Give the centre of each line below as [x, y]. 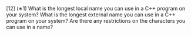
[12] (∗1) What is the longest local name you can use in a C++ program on [96, 8]
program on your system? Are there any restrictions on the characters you [96, 21]
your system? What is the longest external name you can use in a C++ [91, 15]
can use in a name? [30, 27]
